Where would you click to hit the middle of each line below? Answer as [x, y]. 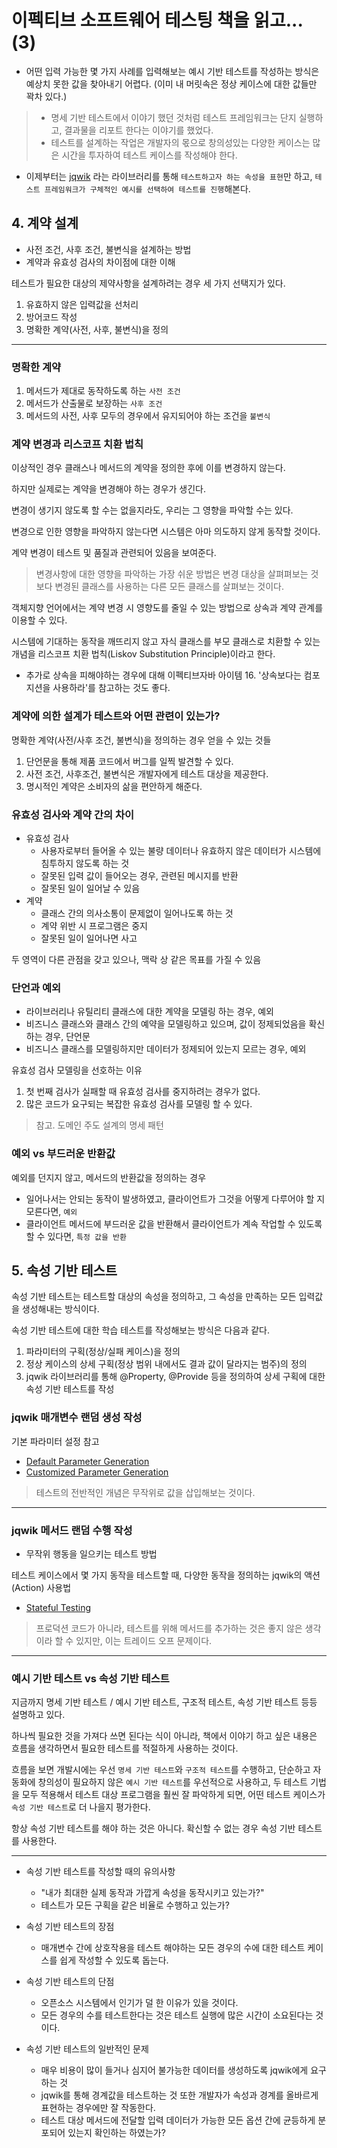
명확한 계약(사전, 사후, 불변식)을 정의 [97, 329]
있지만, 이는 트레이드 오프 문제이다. [144, 1640]
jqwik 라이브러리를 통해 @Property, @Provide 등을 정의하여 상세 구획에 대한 [175, 1377]
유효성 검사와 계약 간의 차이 [73, 814]
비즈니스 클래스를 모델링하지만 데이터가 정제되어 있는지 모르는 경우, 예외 [166, 1049]
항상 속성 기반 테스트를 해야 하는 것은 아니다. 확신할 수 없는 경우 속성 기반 [153, 1828]
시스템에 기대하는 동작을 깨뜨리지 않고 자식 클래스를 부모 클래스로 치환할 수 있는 [166, 642]
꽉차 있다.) [46, 96]
